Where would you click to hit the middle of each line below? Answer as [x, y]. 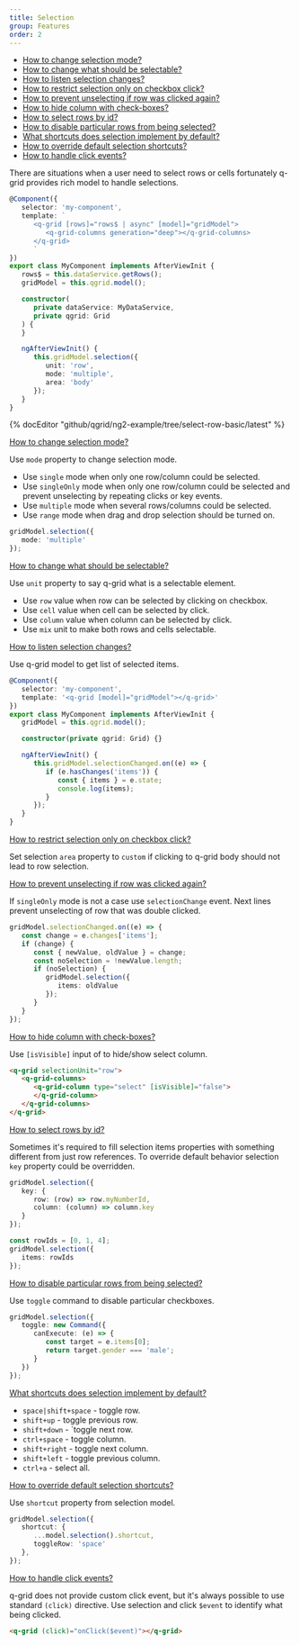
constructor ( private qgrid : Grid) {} [92, 739]
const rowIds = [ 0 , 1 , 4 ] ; [60, 1241]
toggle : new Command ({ [63, 1325]
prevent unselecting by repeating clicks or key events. [122, 496]
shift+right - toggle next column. [85, 1448]
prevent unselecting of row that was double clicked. [105, 911]
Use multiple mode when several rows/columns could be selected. [147, 506]
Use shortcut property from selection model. [92, 1502]
